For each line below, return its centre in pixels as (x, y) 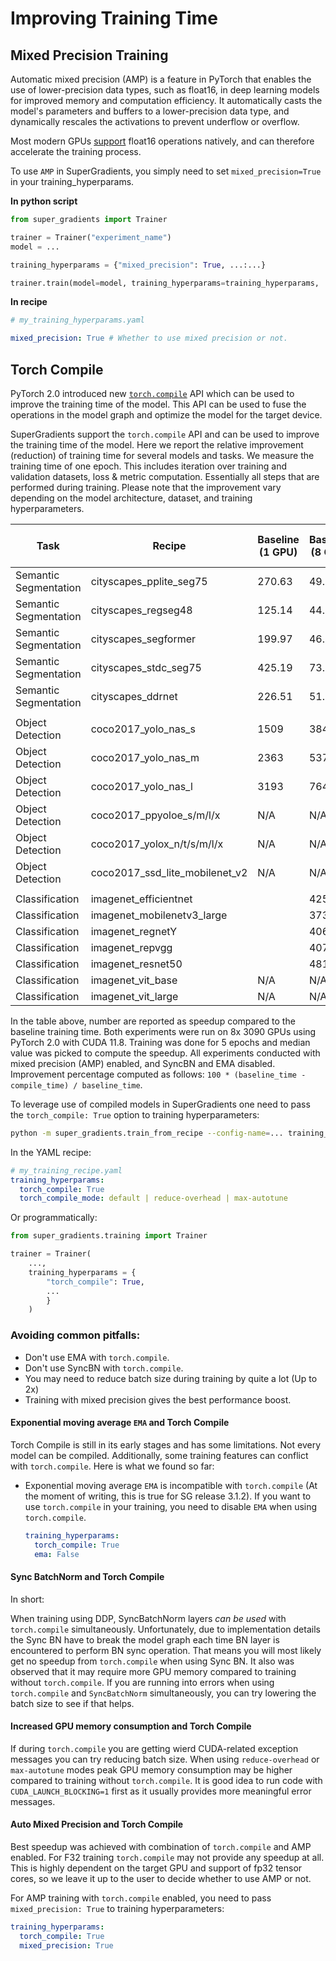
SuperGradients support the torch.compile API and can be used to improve (165, 434)
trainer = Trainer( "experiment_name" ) (91, 237)
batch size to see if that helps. (72, 1703)
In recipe (29, 302)
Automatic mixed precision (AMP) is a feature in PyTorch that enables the (161, 79)
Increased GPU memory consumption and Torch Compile (131, 1726)
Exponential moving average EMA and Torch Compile (120, 1423)
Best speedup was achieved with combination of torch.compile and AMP (161, 1847)
